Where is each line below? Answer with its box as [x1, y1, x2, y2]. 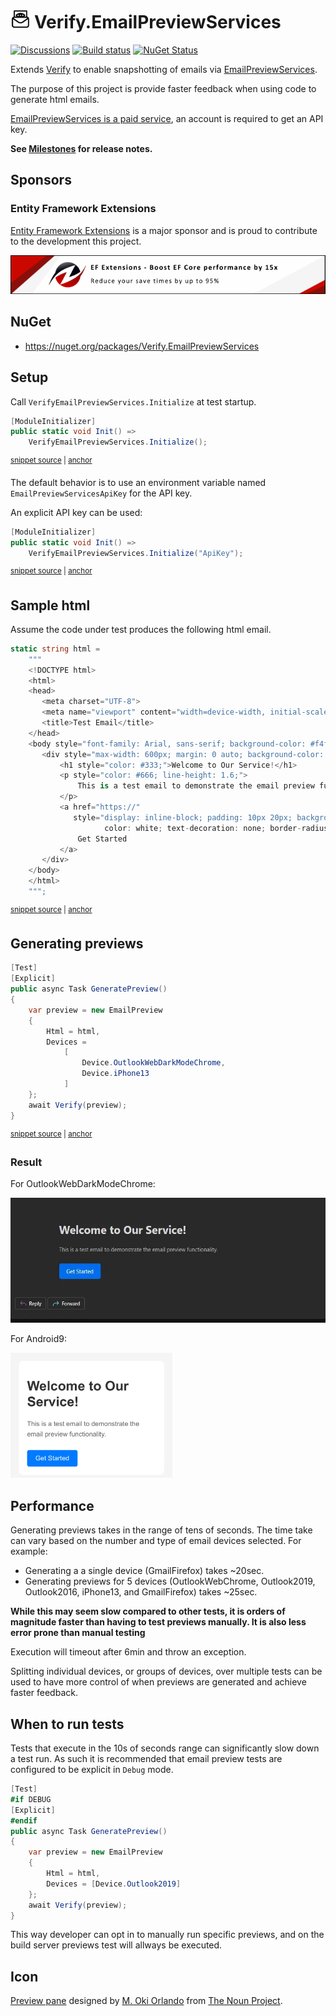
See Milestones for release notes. [10, 142, 153, 154]
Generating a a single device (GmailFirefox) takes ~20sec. [24, 1565, 265, 1577]
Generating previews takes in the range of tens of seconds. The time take [10, 1524, 313, 1536]
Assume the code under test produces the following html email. [10, 623, 272, 635]
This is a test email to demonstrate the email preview [77, 781, 315, 791]
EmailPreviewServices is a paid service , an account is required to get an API [10, 112, 324, 124]
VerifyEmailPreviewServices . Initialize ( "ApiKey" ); [28, 548, 244, 558]
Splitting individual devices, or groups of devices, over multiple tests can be [10, 1665, 323, 1678]
